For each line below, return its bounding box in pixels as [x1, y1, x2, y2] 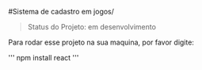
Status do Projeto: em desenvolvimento [27, 22, 157, 31]
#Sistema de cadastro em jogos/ [8, 7, 115, 16]
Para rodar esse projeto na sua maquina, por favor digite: [8, 37, 194, 47]
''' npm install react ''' [8, 53, 79, 62]
